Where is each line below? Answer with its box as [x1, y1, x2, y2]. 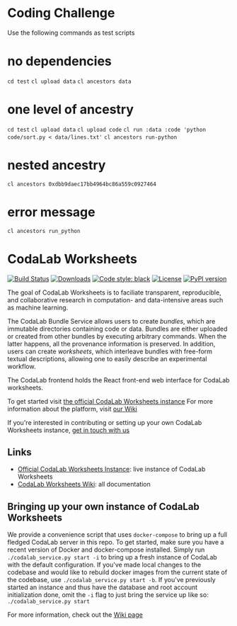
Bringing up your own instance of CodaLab [7, 501, 200, 513]
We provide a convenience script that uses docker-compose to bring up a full [7, 530, 228, 539]
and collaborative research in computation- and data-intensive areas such [7, 295, 224, 304]
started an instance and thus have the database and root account [7, 583, 198, 592]
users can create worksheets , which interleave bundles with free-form [7, 347, 213, 355]
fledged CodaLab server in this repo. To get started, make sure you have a [7, 538, 224, 547]
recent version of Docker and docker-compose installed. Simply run [7, 545, 205, 554]
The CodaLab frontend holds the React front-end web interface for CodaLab [7, 375, 230, 384]
